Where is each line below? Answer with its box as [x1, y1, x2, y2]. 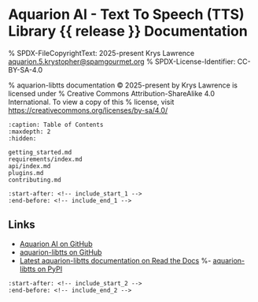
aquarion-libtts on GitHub [19, 247, 102, 257]
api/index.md [8, 162, 51, 170]
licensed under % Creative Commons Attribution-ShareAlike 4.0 [8, 88, 215, 98]
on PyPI [37, 264, 63, 274]
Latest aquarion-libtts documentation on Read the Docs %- [19, 255, 212, 265]
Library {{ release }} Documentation [8, 22, 248, 40]
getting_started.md [8, 148, 72, 156]
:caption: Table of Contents [8, 121, 104, 129]
